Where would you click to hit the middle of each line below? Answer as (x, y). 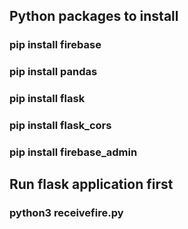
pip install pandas (53, 72)
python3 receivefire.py (66, 213)
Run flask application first (91, 184)
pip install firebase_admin (73, 152)
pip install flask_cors (60, 126)
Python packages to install (94, 16)
